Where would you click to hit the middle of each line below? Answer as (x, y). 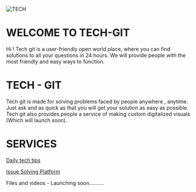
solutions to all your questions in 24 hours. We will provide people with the (96, 55)
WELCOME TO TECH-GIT (68, 33)
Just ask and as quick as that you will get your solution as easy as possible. (97, 107)
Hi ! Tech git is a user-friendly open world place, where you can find (88, 49)
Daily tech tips (23, 160)
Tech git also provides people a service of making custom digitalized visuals (98, 114)
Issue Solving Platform (33, 171)
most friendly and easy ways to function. (55, 61)
